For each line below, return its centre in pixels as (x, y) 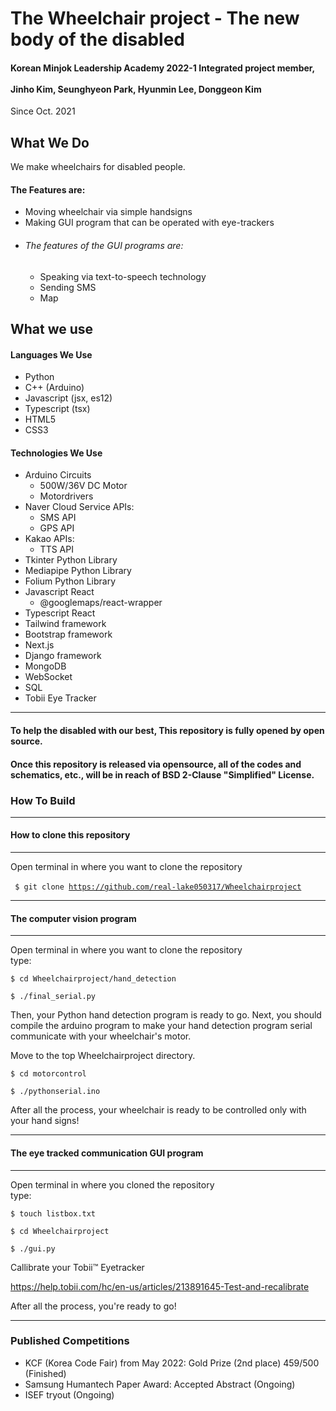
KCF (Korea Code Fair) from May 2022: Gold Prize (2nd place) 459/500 (172, 1363)
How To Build (43, 800)
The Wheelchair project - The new (155, 18)
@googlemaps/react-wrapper (101, 603)
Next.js (39, 645)
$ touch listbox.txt (53, 1213)
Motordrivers (66, 496)
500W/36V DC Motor (83, 486)
